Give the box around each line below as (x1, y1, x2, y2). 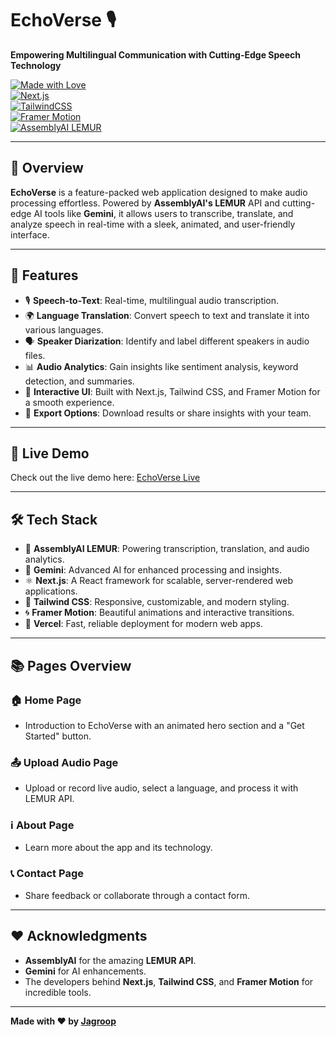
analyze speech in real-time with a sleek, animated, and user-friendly (10, 218, 296, 230)
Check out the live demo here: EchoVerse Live (10, 472, 201, 484)
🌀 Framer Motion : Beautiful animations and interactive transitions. (24, 607, 295, 619)
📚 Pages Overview (10, 657, 132, 674)
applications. (24, 585, 78, 597)
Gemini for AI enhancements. (24, 965, 147, 977)
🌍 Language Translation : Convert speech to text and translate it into (24, 309, 310, 321)
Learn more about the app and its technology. (24, 842, 213, 854)
